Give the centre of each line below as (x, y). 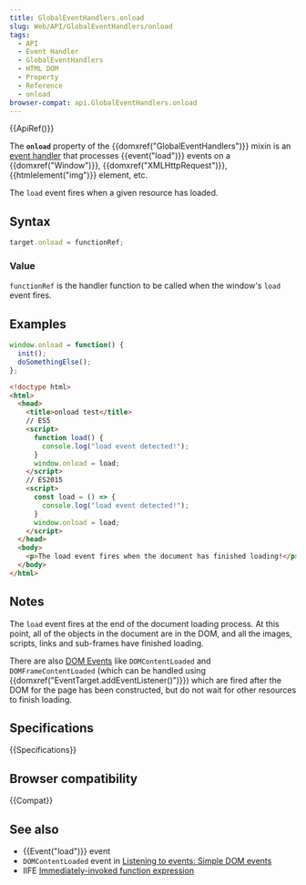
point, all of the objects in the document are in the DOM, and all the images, (151, 633)
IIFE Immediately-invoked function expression (108, 870)
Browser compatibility (74, 779)
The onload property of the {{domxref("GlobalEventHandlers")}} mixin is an (150, 146)
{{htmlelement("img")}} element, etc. (79, 175)
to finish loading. (41, 699)
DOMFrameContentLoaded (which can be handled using (108, 670)
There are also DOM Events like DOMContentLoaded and (110, 661)
